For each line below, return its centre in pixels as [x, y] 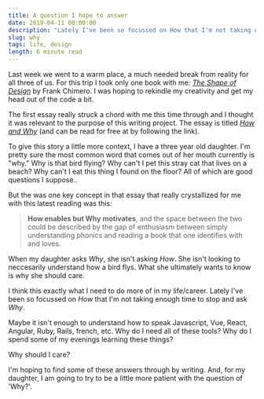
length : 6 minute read [45, 52]
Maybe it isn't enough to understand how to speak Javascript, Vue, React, [128, 322]
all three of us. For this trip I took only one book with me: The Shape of [123, 82]
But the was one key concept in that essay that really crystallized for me [125, 195]
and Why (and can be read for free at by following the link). [104, 131]
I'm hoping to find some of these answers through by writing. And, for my [127, 370]
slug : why [24, 37]
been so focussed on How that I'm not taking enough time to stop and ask [128, 299]
